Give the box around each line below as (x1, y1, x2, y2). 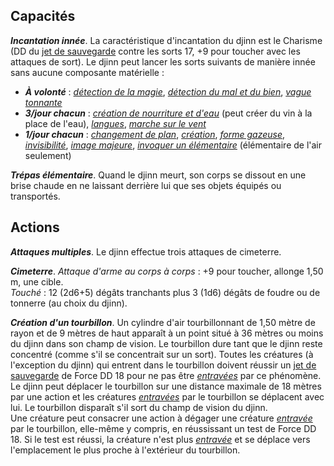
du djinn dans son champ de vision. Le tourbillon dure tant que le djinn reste (10, 337, 323, 349)
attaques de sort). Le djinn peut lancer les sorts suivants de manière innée (10, 55, 316, 68)
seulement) (24, 149, 72, 161)
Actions (10, 219, 60, 236)
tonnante (24, 96, 63, 108)
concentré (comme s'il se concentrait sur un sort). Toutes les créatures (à (10, 348, 314, 360)
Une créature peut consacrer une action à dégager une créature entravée (10, 412, 313, 424)
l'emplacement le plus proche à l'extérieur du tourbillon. (10, 444, 241, 456)
